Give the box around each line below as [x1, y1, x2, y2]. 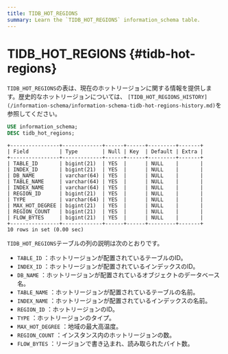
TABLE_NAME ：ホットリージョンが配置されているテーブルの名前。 [16, 288, 199, 296]
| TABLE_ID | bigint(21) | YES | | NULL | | [7, 161, 204, 167]
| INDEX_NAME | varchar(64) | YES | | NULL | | [7, 185, 204, 191]
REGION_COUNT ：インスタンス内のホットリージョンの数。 [16, 331, 176, 340]
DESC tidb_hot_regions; [7, 130, 75, 137]
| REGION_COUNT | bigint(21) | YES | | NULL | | [7, 209, 204, 215]
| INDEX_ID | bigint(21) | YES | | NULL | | [7, 166, 204, 174]
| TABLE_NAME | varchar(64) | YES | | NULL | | [7, 178, 204, 185]
